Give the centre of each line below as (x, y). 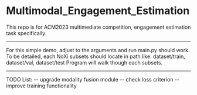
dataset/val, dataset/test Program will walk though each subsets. (84, 62)
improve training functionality (42, 86)
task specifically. (26, 33)
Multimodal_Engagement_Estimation (98, 11)
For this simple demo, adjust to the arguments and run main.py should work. (98, 50)
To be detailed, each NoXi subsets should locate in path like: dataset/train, (96, 56)
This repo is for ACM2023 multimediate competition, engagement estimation (98, 27)
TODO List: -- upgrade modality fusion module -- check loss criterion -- (93, 79)
